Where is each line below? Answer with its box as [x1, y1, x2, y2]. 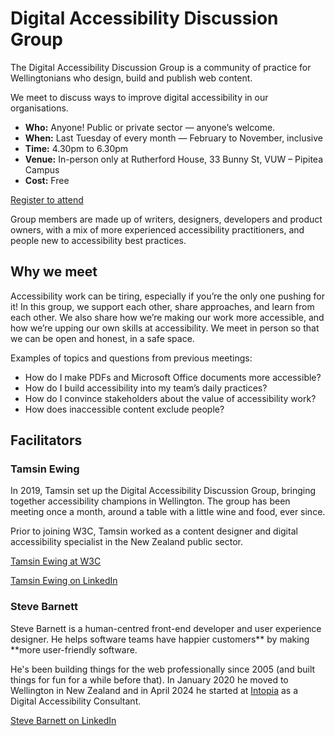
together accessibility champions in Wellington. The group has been [10, 495, 291, 507]
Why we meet [10, 263, 98, 281]
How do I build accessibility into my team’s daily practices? [24, 382, 268, 394]
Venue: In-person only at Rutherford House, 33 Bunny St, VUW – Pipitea [24, 153, 324, 165]
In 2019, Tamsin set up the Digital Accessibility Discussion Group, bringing [10, 485, 317, 497]
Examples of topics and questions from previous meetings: [10, 352, 253, 364]
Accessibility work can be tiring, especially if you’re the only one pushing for [10, 290, 326, 302]
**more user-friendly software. [10, 643, 138, 656]
